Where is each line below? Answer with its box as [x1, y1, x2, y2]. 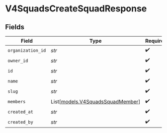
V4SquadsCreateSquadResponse [5, 3, 147, 14]
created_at [7, 109, 33, 115]
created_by [7, 119, 33, 125]
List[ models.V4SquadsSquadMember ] [50, 98, 141, 105]
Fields [5, 23, 25, 31]
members [7, 99, 26, 104]
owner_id [7, 58, 28, 64]
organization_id [7, 48, 46, 53]
